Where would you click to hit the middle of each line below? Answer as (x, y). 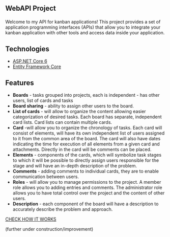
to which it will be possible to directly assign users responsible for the (86, 160)
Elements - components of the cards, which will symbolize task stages (87, 155)
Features (20, 83)
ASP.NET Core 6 (30, 61)
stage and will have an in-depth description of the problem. (75, 166)
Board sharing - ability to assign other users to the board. (73, 106)
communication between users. (46, 177)
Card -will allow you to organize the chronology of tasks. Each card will (87, 128)
